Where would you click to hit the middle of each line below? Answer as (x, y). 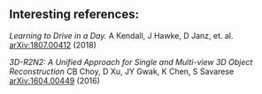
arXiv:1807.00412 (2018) (53, 45)
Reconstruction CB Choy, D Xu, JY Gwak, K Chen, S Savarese (122, 71)
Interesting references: (74, 14)
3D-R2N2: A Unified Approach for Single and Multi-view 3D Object (131, 61)
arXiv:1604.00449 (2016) (54, 80)
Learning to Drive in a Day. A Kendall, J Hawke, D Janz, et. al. (121, 35)
